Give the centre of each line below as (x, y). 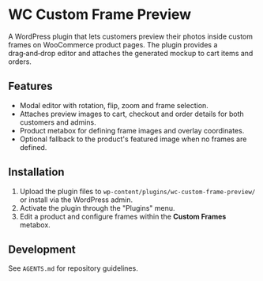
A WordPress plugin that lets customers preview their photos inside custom (131, 36)
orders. (20, 62)
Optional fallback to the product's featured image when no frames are (133, 139)
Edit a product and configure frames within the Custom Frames (123, 216)
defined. (33, 147)
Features (30, 86)
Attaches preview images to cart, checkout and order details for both (132, 114)
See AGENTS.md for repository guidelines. (73, 268)
